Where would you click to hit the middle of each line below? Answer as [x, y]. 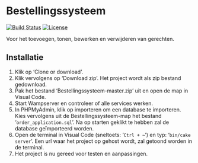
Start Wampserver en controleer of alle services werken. [84, 103]
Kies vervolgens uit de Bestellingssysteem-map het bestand [88, 116]
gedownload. [31, 84]
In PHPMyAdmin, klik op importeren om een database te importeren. [98, 109]
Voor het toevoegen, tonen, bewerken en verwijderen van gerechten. [90, 39]
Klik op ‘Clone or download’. [49, 72]
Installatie [25, 57]
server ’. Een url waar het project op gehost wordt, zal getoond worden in [103, 141]
